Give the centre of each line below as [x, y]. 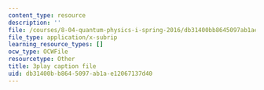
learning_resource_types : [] [56, 45]
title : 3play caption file [52, 67]
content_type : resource [47, 15]
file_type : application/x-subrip [63, 37]
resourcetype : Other [42, 59]
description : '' [35, 23]
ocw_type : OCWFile [38, 52]
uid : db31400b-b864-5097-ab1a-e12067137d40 [81, 74]
